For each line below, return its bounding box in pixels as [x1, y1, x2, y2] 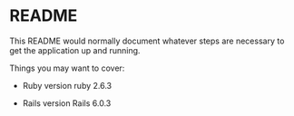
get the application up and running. [9, 44, 141, 55]
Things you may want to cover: [9, 63, 125, 73]
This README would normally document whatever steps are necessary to [9, 35, 285, 46]
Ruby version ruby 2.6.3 [22, 80, 112, 91]
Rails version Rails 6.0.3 [22, 97, 112, 109]
